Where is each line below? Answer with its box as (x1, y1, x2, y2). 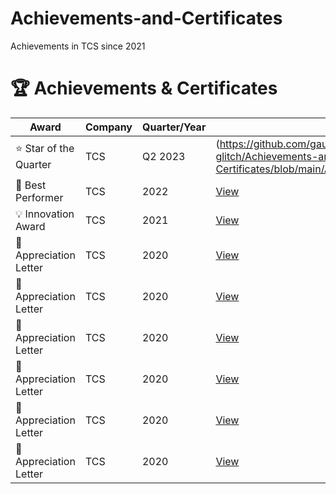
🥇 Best (15, 178, 47, 192)
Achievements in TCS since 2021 (10, 40, 146, 52)
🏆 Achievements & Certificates (10, 77, 278, 100)
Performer (15, 190, 64, 204)
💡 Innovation (15, 207, 75, 221)
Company (84, 120, 133, 134)
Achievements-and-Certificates (10, 7, 283, 30)
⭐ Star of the (15, 142, 75, 156)
